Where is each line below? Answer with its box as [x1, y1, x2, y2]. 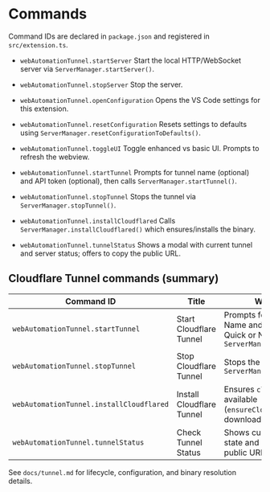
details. [8, 476, 33, 486]
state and [223, 437, 260, 448]
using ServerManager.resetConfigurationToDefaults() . [19, 128, 201, 137]
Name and [223, 319, 264, 330]
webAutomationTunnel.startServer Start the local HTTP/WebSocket [19, 55, 241, 65]
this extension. [19, 104, 69, 113]
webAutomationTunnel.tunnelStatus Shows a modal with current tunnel [19, 240, 253, 249]
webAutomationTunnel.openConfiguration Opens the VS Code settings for [19, 95, 261, 105]
